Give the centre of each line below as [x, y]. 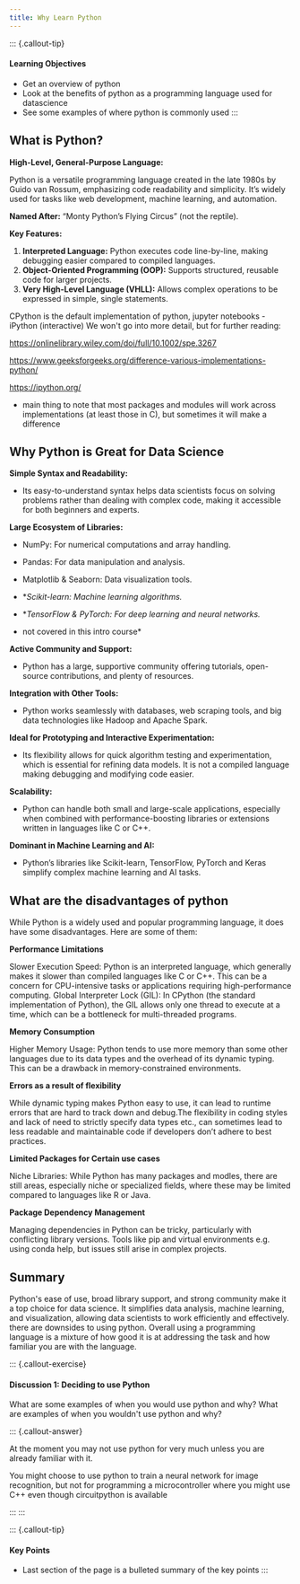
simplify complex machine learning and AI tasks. [111, 873]
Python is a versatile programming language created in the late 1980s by [143, 180]
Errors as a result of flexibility [65, 1086]
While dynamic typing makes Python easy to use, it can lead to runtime [140, 1103]
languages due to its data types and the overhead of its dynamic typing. [142, 1059]
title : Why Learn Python [56, 18]
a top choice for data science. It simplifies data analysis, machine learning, [147, 1308]
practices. [28, 1141]
